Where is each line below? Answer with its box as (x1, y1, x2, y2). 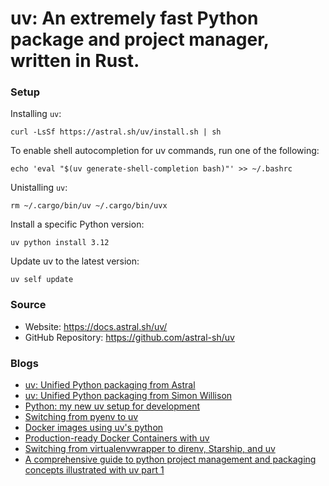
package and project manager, (10, 28, 270, 51)
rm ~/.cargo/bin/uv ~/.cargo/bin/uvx (10, 201, 168, 211)
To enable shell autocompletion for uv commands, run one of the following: (10, 145, 320, 157)
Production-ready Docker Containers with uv (24, 432, 210, 444)
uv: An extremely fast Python (10, 7, 259, 30)
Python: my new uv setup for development (24, 400, 200, 412)
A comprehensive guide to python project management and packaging (24, 453, 317, 466)
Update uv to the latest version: (10, 255, 140, 267)
